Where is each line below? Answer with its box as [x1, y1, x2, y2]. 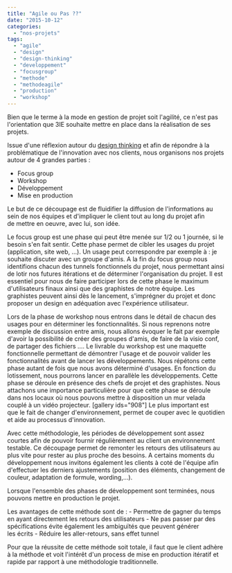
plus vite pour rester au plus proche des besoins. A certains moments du [7, 451, 215, 459]
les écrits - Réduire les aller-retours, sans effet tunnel [7, 529, 159, 538]
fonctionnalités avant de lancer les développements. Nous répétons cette [7, 357, 216, 364]
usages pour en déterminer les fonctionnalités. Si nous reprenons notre [7, 320, 211, 328]
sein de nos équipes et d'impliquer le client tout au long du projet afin [7, 212, 206, 220]
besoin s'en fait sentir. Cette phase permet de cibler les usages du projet [7, 240, 215, 248]
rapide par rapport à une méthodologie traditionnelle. [7, 558, 159, 565]
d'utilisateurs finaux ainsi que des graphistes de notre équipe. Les [7, 285, 195, 292]
